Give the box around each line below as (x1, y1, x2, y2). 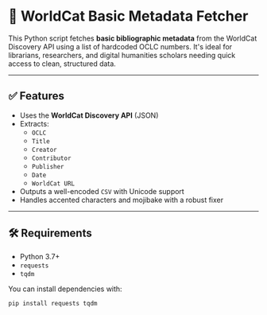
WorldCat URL (31, 179, 75, 188)
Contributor (31, 154, 72, 162)
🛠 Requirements (8, 227, 93, 240)
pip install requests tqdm (8, 299, 98, 307)
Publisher (31, 162, 65, 170)
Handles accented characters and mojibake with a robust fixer (19, 195, 224, 204)
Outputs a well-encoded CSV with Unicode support (19, 186, 184, 196)
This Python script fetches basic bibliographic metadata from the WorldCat (8, 33, 257, 43)
